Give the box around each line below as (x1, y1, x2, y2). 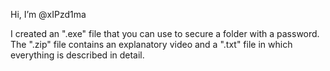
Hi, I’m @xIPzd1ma (10, 9, 87, 20)
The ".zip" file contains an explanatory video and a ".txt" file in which (10, 39, 293, 50)
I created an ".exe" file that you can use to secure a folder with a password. (10, 28, 320, 39)
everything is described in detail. (10, 49, 145, 61)
